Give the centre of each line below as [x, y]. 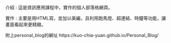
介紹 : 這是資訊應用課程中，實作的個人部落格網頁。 [59, 7]
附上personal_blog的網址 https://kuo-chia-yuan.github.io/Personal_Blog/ [82, 35]
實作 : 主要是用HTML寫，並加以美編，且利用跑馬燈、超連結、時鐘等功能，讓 [85, 18]
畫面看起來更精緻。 [26, 25]
